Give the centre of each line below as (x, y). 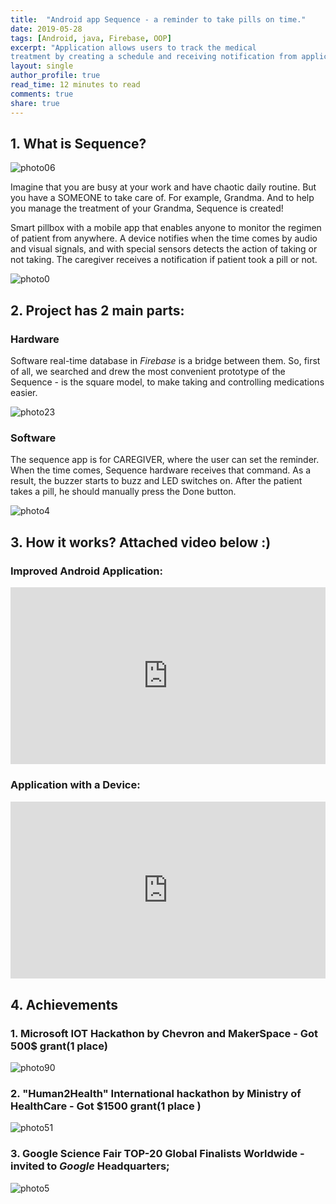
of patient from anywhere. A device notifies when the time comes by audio (164, 238)
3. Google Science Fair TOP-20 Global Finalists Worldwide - (157, 1154)
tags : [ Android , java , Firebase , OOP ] (91, 38)
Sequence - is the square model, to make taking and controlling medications (167, 382)
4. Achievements (64, 1004)
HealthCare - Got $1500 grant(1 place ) (106, 1106)
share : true (35, 103)
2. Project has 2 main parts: (97, 310)
